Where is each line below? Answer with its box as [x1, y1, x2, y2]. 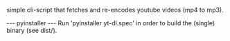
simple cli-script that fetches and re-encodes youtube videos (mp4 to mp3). [6, 6, 224, 14]
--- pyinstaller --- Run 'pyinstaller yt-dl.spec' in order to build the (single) [6, 19, 215, 27]
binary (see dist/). [6, 27, 57, 34]
